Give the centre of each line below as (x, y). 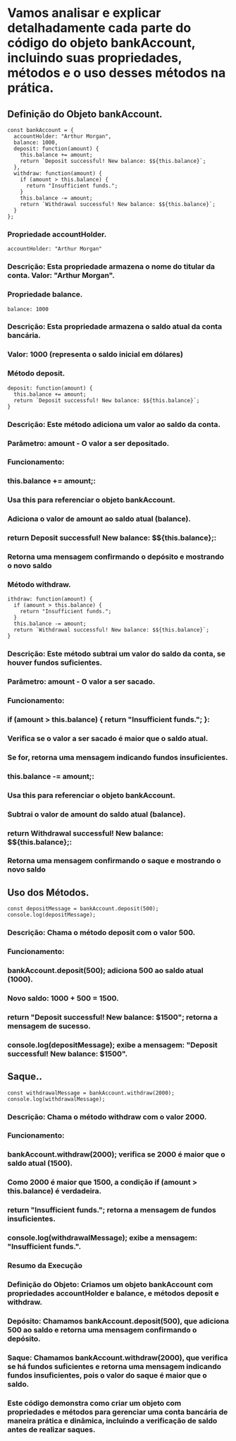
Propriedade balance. (45, 294)
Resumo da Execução (45, 1266)
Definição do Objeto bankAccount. (85, 114)
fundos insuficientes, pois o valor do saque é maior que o (107, 1375)
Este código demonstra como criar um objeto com (94, 1403)
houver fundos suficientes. (55, 663)
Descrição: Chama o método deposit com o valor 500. (101, 933)
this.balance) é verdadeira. (55, 1191)
